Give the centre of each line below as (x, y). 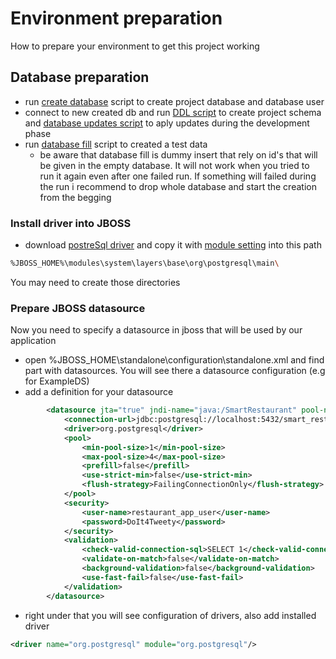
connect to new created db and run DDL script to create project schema (173, 112)
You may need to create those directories (95, 282)
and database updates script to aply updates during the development (167, 123)
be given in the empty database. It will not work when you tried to (174, 165)
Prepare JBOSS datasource (78, 308)
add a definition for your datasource (99, 392)
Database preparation (80, 77)
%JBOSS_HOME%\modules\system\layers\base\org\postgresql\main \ (145, 263)
